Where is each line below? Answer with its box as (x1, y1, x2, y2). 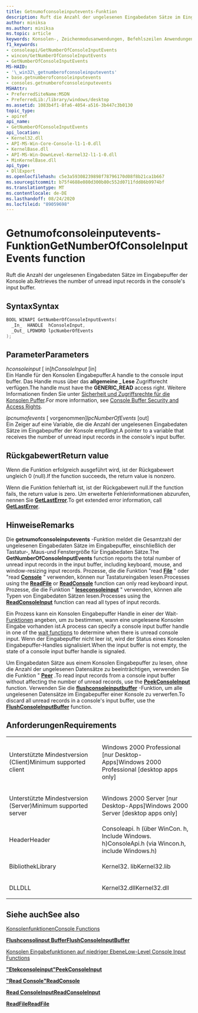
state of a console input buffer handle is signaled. (6, 647, 127, 654)
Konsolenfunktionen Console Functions (6, 925, 100, 933)
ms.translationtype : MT (6, 185, 65, 191)
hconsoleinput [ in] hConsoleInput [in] (6, 365, 97, 373)
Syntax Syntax (6, 301, 60, 311)
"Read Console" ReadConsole (6, 977, 80, 985)
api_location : (6, 130, 41, 136)
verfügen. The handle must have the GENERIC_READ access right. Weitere (6, 384, 187, 391)
